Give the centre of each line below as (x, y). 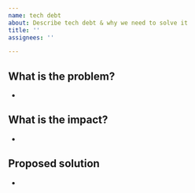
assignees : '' (31, 37)
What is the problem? (62, 76)
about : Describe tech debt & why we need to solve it (98, 23)
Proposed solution (54, 163)
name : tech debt (35, 15)
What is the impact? (58, 120)
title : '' (24, 30)
